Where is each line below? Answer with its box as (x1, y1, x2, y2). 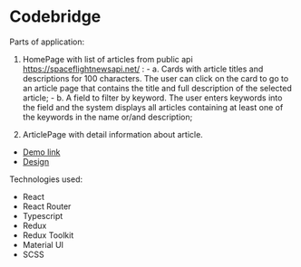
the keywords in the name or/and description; (22, 111, 193, 122)
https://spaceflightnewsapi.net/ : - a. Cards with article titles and (22, 63, 264, 74)
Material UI (22, 239, 64, 250)
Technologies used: (9, 174, 83, 185)
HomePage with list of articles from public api (22, 53, 193, 64)
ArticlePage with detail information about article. (22, 129, 204, 139)
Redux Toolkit (22, 229, 74, 241)
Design (22, 156, 50, 167)
